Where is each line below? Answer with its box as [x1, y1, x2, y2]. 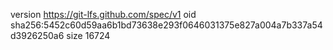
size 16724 [66, 30, 111, 41]
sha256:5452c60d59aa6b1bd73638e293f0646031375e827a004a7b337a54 [10, 19, 323, 31]
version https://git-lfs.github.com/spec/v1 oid [10, 9, 197, 20]
